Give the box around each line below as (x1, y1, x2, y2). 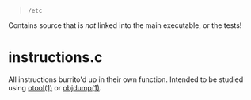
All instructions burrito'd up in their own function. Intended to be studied (8, 75, 244, 84)
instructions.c (8, 48, 103, 67)
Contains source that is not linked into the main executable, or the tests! (8, 21, 242, 30)
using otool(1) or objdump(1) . (8, 83, 102, 92)
